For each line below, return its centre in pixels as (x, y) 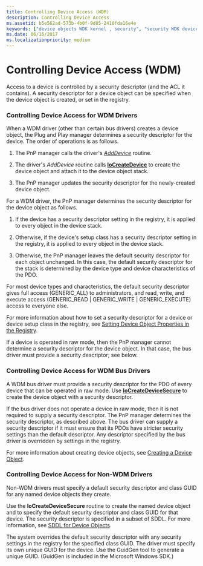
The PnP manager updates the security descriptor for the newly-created (105, 183)
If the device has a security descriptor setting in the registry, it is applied (105, 219)
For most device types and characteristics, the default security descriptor (98, 287)
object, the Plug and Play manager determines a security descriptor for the (99, 135)
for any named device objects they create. (59, 494)
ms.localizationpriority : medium (48, 40)
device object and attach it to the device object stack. (82, 171)
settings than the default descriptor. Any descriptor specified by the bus (96, 434)
